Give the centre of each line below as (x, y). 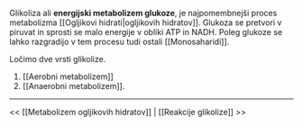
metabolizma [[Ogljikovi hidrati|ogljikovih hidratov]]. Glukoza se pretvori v (146, 22)
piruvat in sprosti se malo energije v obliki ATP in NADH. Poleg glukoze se (146, 32)
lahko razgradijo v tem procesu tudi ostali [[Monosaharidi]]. (119, 41)
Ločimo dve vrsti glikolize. (58, 59)
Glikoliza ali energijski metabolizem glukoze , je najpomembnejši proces (143, 13)
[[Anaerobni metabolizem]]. (73, 86)
